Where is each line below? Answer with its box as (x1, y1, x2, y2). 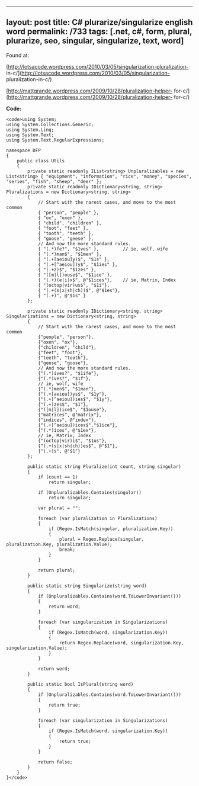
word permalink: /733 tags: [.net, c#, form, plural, (6, 27, 192, 37)
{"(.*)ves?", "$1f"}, (37, 376, 92, 381)
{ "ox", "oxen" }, (37, 214, 84, 221)
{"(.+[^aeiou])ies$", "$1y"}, (37, 396, 113, 402)
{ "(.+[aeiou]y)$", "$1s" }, (37, 256, 110, 262)
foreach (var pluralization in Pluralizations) (37, 515, 158, 521)
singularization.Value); (6, 645, 68, 651)
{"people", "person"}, (37, 334, 94, 340)
